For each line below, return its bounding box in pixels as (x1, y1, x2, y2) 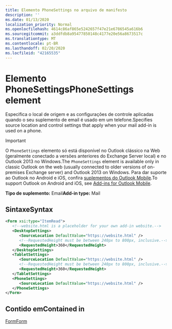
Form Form (5, 318, 27, 324)
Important (5, 138, 26, 144)
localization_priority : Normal (5, 22, 72, 27)
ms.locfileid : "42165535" (5, 50, 60, 55)
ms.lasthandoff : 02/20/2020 (5, 46, 66, 51)
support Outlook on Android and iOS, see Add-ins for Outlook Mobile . (5, 180, 152, 186)
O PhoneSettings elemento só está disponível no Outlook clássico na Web (5, 147, 160, 154)
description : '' (5, 12, 40, 17)
